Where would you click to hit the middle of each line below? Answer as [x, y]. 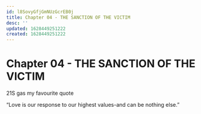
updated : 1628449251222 [36, 28]
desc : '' [17, 23]
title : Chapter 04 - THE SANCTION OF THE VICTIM [68, 17]
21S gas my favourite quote [40, 93]
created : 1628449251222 [36, 34]
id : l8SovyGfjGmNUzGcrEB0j [40, 12]
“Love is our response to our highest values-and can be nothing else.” [93, 105]
